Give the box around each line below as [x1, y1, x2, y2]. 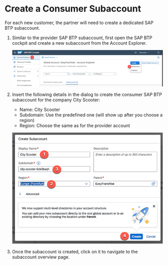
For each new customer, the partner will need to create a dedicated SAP [5, 20, 154, 26]
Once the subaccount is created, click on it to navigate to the [12, 248, 138, 254]
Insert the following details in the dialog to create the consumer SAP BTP [12, 91, 162, 97]
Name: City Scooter [19, 106, 61, 112]
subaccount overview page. [12, 254, 70, 260]
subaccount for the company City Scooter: [12, 96, 100, 103]
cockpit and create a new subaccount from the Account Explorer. [12, 40, 147, 46]
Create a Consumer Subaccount [5, 3, 141, 15]
